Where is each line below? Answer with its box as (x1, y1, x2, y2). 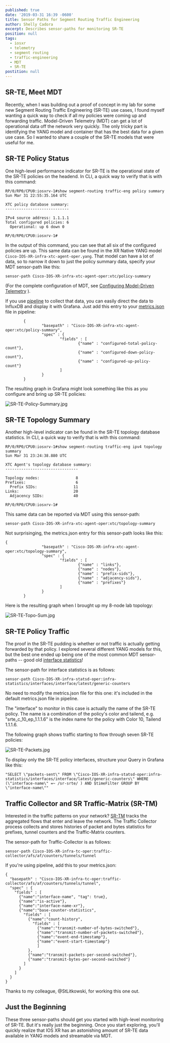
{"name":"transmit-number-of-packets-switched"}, (37, 930, 144, 935)
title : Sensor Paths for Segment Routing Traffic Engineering (5, 17, 140, 22)
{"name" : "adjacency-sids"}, (78, 576, 142, 581)
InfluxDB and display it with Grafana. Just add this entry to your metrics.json (5, 303, 165, 309)
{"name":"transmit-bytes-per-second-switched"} (27, 957, 130, 962)
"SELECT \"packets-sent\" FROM (5, 772, 72, 777)
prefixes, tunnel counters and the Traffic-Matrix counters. (5, 829, 126, 835)
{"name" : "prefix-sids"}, (78, 571, 135, 576)
